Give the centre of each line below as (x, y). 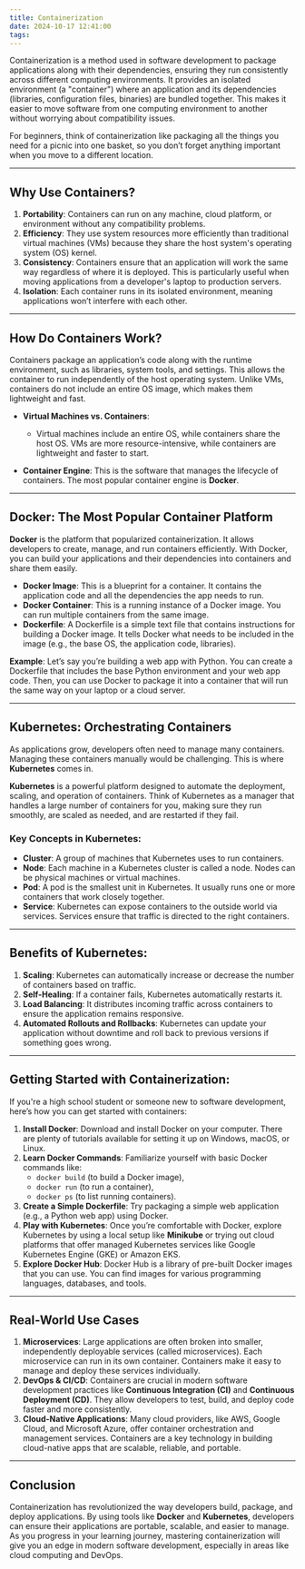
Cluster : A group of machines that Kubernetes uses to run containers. (153, 858)
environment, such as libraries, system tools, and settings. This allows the (148, 370)
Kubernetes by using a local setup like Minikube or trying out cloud (148, 1235)
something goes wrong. (67, 1042)
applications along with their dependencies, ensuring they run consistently (149, 70)
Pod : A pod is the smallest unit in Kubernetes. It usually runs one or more (159, 887)
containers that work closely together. (93, 896)
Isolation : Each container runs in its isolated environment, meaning (148, 291)
